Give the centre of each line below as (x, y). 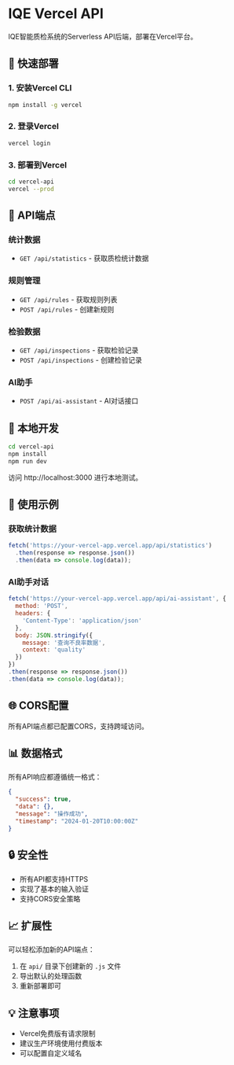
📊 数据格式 (35, 753)
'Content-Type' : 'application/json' (82, 621)
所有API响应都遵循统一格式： (55, 777)
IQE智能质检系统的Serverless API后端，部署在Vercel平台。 (103, 36)
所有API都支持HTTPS (54, 879)
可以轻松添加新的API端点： (52, 949)
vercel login (29, 143)
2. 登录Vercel (33, 127)
